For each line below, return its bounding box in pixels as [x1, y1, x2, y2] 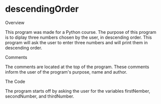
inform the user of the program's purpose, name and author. [5, 69, 128, 75]
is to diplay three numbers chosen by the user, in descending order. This [5, 34, 152, 40]
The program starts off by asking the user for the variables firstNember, [5, 88, 150, 94]
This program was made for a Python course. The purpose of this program [5, 29, 157, 35]
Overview [5, 20, 25, 26]
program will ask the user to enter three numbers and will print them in [5, 39, 148, 45]
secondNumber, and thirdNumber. [5, 93, 74, 99]
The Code [5, 78, 26, 84]
